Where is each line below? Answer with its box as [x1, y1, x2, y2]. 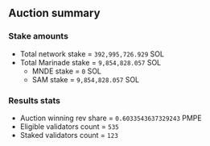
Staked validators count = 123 [19, 130, 118, 140]
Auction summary [8, 6, 101, 20]
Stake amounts [8, 31, 68, 42]
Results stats [8, 94, 60, 106]
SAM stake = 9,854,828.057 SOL [31, 74, 140, 84]
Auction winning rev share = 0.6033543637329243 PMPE [19, 113, 203, 123]
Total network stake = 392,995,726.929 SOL [19, 48, 165, 59]
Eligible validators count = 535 [19, 121, 119, 131]
